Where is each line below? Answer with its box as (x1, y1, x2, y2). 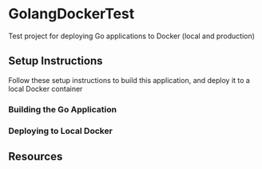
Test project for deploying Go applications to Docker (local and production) (8, 31, 256, 41)
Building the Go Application (8, 104, 117, 115)
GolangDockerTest (8, 5, 135, 23)
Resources (8, 149, 63, 163)
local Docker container (8, 84, 83, 93)
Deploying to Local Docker (8, 125, 113, 136)
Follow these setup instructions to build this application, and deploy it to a (8, 75, 250, 84)
